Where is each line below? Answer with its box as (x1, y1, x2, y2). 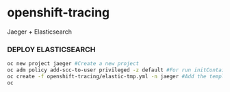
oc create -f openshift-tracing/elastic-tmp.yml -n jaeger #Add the (7, 73, 207, 80)
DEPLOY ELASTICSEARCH (7, 45, 96, 54)
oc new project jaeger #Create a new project (7, 60, 139, 67)
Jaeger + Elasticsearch (7, 27, 73, 36)
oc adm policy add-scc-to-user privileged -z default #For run (7, 67, 192, 73)
